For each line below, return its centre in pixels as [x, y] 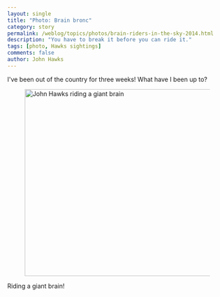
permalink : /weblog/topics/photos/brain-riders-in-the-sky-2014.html [111, 33]
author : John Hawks [36, 60]
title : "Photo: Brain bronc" [50, 20]
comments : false [31, 53]
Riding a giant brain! [36, 286]
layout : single [29, 14]
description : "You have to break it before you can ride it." [100, 40]
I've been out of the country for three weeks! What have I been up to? [108, 79]
